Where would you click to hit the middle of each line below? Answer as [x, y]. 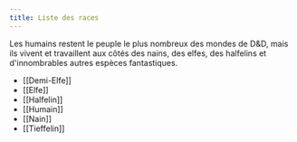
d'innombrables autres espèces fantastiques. [94, 62]
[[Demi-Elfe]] [47, 80]
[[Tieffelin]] [43, 128]
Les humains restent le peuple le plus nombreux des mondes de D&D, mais [149, 43]
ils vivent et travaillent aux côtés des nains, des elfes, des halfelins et [138, 53]
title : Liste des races [54, 18]
